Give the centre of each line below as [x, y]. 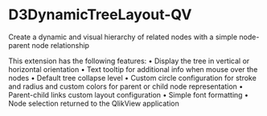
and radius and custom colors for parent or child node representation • [126, 86]
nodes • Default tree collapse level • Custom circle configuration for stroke [133, 78]
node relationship [61, 45]
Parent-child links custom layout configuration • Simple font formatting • [129, 94]
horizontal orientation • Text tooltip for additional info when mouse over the [133, 69]
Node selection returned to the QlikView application [94, 103]
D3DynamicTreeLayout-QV [100, 15]
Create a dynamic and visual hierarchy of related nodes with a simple [123, 37]
